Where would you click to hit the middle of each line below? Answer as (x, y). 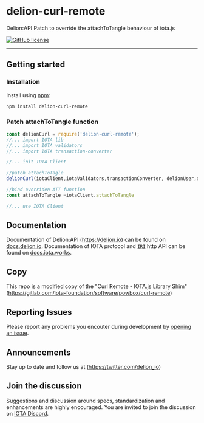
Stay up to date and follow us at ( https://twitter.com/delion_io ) (84, 366)
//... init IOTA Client (36, 162)
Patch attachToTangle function (53, 122)
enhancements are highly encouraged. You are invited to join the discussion (101, 407)
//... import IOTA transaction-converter (59, 151)
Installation (23, 82)
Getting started (36, 65)
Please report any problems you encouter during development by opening (99, 327)
